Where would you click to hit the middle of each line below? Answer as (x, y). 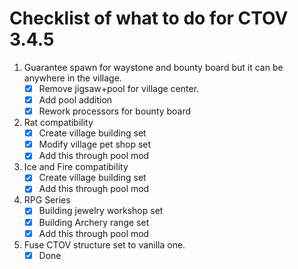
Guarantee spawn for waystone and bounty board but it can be (153, 67)
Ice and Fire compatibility (76, 167)
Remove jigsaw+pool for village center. (119, 88)
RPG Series (47, 200)
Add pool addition (75, 100)
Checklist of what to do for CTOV (149, 18)
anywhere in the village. (72, 78)
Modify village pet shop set (95, 144)
